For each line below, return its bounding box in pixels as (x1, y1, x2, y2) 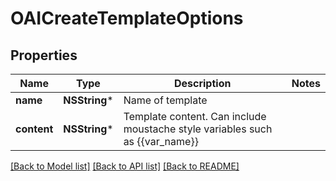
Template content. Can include (123, 110, 267, 123)
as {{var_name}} (123, 135, 199, 148)
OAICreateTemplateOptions (10, 7, 244, 30)
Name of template (123, 93, 208, 107)
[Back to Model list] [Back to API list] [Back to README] (10, 160, 240, 172)
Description (173, 77, 232, 90)
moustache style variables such (123, 122, 273, 136)
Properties (10, 47, 78, 64)
